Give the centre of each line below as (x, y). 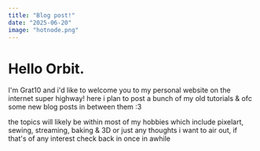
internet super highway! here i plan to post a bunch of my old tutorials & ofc (130, 99)
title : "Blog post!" (42, 15)
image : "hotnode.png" (44, 30)
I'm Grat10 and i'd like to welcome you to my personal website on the (119, 90)
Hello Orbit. (46, 68)
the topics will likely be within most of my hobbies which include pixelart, (126, 122)
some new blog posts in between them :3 (75, 107)
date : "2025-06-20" (40, 23)
